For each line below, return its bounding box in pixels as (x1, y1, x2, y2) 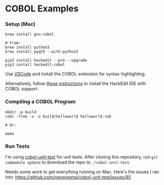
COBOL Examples (5, 3, 79, 14)
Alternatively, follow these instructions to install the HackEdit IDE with (5, 80, 146, 87)
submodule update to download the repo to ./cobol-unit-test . (5, 159, 131, 165)
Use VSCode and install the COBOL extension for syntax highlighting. (5, 71, 146, 77)
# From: (5, 41, 21, 46)
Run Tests (5, 142, 30, 149)
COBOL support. (5, 86, 39, 92)
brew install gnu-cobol (5, 32, 54, 37)
